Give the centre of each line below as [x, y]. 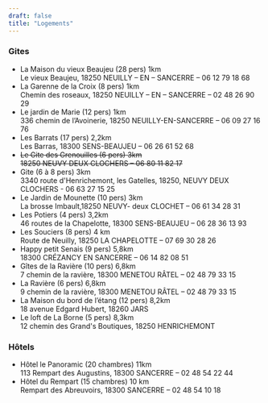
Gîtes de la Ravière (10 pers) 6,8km [78, 266]
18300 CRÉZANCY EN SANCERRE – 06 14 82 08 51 [104, 257]
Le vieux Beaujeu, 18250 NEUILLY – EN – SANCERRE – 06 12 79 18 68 [135, 77]
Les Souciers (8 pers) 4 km [65, 231]
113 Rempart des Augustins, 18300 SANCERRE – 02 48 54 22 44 [126, 373]
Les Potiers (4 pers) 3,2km [64, 214]
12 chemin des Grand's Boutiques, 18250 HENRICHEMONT [118, 326]
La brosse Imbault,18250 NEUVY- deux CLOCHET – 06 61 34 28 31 [130, 206]
